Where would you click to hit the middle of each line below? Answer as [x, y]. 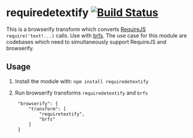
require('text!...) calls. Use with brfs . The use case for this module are [96, 35]
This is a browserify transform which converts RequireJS [76, 29]
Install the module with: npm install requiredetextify [82, 81]
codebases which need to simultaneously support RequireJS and [86, 42]
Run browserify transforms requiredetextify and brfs [81, 93]
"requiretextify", [62, 114]
